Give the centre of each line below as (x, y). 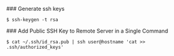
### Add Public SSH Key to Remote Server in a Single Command (87, 31)
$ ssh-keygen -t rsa (33, 20)
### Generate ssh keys (36, 9)
